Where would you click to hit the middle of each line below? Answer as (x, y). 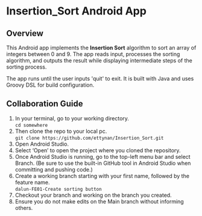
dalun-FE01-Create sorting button (58, 189)
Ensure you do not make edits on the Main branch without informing (99, 201)
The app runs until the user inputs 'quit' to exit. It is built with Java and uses (100, 79)
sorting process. (27, 67)
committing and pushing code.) (54, 169)
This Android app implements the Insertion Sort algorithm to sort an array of (101, 48)
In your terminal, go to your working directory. (72, 118)
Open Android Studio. (42, 144)
